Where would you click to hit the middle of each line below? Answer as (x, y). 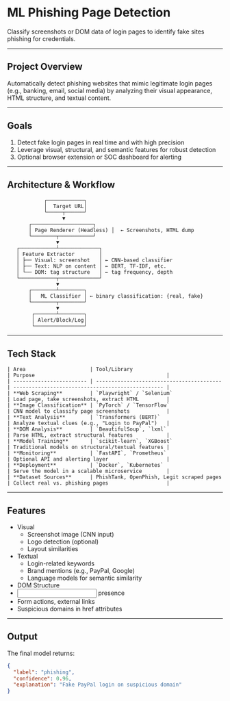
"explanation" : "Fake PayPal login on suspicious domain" (98, 685)
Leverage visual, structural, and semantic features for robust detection (116, 149)
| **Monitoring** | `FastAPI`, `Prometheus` (87, 453)
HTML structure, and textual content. (59, 98)
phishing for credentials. (41, 38)
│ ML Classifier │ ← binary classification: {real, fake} (116, 296)
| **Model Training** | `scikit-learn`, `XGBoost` (90, 442)
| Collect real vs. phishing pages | (88, 483)
